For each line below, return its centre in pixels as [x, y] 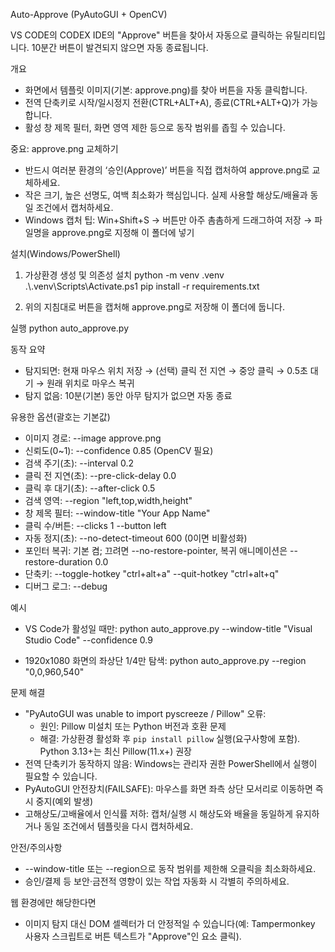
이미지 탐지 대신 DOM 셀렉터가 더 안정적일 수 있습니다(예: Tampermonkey [170, 923]
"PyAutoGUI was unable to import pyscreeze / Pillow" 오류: [145, 713]
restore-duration [58, 562]
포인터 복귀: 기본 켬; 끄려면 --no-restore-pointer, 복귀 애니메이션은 [156, 550]
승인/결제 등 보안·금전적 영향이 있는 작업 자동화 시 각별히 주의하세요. [157, 881]
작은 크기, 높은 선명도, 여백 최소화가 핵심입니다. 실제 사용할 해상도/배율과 [166, 195]
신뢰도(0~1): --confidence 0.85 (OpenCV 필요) [119, 450]
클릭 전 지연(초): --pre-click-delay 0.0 [100, 475]
